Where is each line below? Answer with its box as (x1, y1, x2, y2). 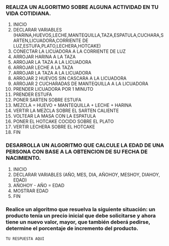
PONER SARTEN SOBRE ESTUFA (13, 97, 81, 103)
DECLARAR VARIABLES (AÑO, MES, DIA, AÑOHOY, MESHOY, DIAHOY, (13, 171, 160, 178)
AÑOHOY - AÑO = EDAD (13, 182, 65, 188)
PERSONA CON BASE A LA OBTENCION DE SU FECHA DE (6, 148, 148, 155)
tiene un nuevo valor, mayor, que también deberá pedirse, (6, 218, 151, 225)
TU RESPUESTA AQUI (6, 236, 45, 241)
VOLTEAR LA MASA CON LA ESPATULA (13, 113, 96, 119)
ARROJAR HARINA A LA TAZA (13, 54, 76, 60)
